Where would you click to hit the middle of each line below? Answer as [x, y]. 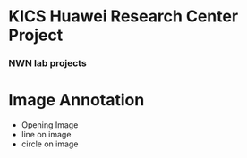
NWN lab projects [47, 63]
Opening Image [50, 125]
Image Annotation [77, 100]
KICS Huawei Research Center [123, 17]
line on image [46, 135]
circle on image [50, 144]
